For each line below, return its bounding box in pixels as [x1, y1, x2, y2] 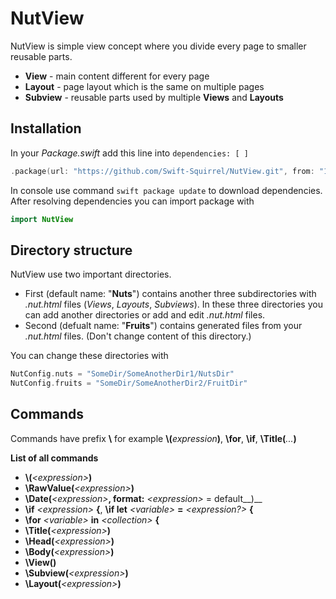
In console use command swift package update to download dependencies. [10, 184, 323, 196]
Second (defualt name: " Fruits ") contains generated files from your [24, 320, 303, 332]
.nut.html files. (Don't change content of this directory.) [24, 330, 252, 342]
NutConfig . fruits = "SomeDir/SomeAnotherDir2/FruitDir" [10, 378, 248, 389]
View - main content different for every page [24, 70, 210, 82]
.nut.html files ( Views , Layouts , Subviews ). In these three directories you [24, 298, 323, 311]
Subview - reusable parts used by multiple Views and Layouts [24, 91, 284, 103]
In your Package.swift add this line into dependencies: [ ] [10, 147, 249, 159]
